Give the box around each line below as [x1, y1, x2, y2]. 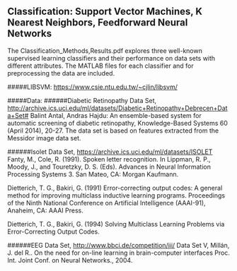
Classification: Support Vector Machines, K [7, 6, 203, 18]
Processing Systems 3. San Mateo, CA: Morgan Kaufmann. [7, 169, 179, 179]
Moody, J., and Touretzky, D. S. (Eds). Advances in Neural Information [7, 162, 211, 171]
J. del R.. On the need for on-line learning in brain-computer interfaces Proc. [7, 248, 230, 257]
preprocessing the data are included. [7, 68, 115, 77]
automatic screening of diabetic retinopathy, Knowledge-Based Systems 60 [7, 119, 229, 127]
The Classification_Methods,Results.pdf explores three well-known [7, 46, 203, 55]
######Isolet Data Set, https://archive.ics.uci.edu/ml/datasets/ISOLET [7, 147, 213, 156]
